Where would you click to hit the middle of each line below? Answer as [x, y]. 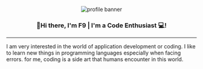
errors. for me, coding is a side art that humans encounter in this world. [95, 59]
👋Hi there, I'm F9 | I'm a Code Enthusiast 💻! [101, 25]
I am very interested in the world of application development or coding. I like [101, 47]
